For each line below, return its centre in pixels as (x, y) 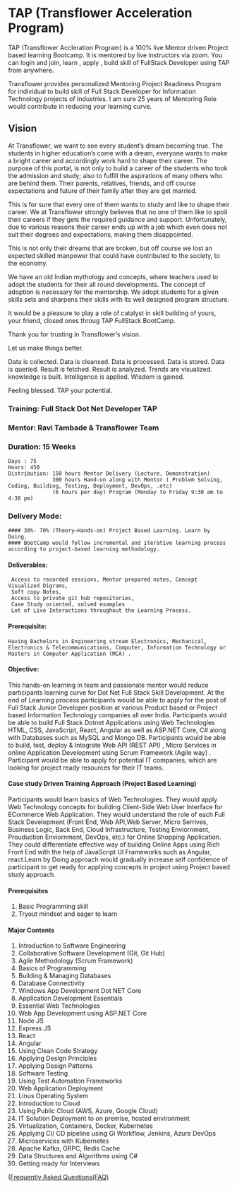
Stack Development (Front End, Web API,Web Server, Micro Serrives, (108, 822)
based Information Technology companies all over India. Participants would (117, 714)
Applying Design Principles (57, 1059)
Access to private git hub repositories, (73, 599)
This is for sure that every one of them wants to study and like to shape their (119, 204)
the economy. (28, 263)
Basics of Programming (52, 968)
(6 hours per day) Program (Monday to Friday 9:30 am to (138, 492)
